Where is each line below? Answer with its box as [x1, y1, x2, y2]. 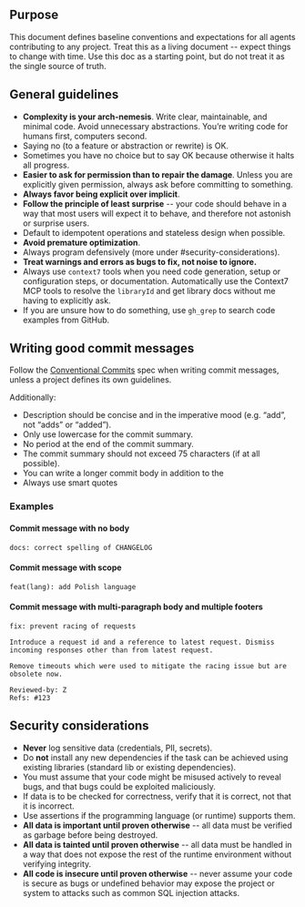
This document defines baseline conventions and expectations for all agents [9, 31, 296, 42]
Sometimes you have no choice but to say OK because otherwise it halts [22, 149, 295, 160]
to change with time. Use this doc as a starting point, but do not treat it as [9, 50, 285, 62]
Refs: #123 [9, 693, 51, 702]
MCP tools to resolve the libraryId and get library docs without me [22, 285, 276, 296]
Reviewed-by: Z [9, 685, 67, 695]
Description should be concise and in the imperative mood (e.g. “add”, [22, 410, 287, 421]
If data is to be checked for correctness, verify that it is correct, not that [22, 790, 291, 801]
